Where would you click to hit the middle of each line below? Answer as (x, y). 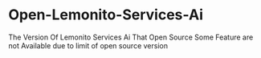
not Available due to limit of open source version (88, 45)
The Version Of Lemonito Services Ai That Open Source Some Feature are (131, 37)
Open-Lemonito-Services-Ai (106, 15)
